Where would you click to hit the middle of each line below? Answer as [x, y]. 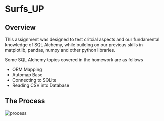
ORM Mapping [27, 69]
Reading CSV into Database [41, 85]
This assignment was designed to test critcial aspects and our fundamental [82, 39]
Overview [21, 28]
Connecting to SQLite [34, 80]
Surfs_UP [25, 9]
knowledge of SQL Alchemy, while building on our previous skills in [74, 45]
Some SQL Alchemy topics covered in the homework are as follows [74, 60]
